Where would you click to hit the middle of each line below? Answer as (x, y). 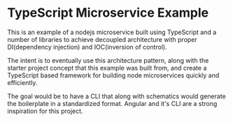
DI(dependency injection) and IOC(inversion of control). (87, 47)
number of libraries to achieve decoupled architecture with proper (102, 39)
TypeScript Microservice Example (108, 13)
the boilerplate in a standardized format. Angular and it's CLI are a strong (112, 103)
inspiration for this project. (45, 111)
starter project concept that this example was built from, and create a (107, 68)
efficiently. (22, 82)
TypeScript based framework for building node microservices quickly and (113, 75)
